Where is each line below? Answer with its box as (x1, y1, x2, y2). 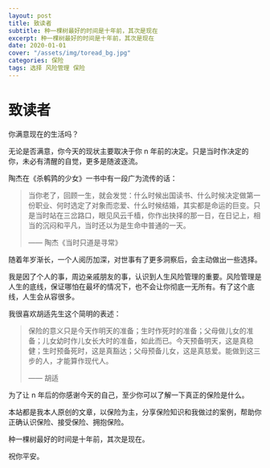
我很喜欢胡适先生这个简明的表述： (8, 308, 121, 318)
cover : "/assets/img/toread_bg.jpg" (8, 49, 131, 57)
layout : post (8, 11, 52, 20)
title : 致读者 (8, 19, 52, 27)
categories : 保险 (8, 57, 64, 65)
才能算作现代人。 (55, 356, 113, 365)
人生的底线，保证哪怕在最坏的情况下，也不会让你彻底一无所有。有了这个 (8, 282, 247, 291)
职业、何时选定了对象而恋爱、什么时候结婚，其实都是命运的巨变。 (35, 200, 254, 210)
